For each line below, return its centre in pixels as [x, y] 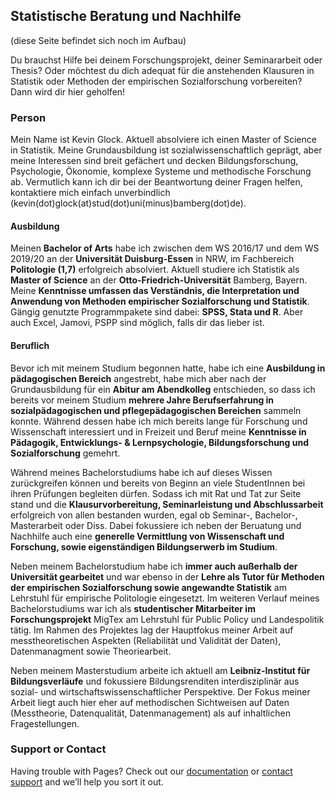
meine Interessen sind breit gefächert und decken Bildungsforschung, [154, 161]
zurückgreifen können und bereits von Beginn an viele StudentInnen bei [158, 483]
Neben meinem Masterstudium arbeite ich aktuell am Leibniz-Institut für [160, 670]
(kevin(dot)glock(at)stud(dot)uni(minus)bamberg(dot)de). [128, 203]
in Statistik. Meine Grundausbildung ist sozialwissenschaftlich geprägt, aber [166, 150]
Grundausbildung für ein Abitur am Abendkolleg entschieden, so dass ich [163, 389]
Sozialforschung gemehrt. [65, 453]
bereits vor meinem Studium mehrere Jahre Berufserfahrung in [142, 400]
